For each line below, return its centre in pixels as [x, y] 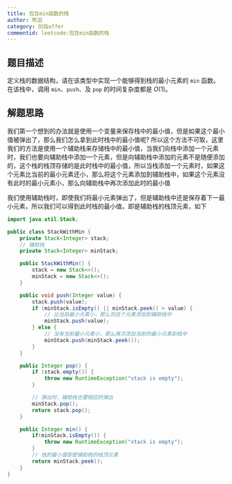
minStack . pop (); [55, 404]
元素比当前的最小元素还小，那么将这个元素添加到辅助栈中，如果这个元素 [116, 174]
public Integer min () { [54, 429]
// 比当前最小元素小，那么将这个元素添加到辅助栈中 [108, 315]
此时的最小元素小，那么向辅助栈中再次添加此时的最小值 [91, 183]
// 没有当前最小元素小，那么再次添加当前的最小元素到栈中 [116, 334]
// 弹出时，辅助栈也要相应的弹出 [73, 398]
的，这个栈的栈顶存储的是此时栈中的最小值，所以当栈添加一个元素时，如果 [113, 165]
